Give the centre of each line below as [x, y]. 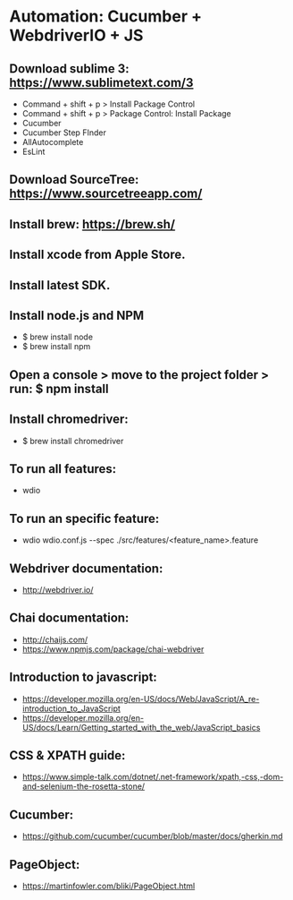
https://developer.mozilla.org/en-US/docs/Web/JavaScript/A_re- [141, 699]
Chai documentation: [69, 618]
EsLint [33, 151]
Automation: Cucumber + [106, 17]
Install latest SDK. [60, 285]
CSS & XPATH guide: [67, 755]
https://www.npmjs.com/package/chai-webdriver [113, 649]
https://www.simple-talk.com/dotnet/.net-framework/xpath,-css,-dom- [153, 777]
